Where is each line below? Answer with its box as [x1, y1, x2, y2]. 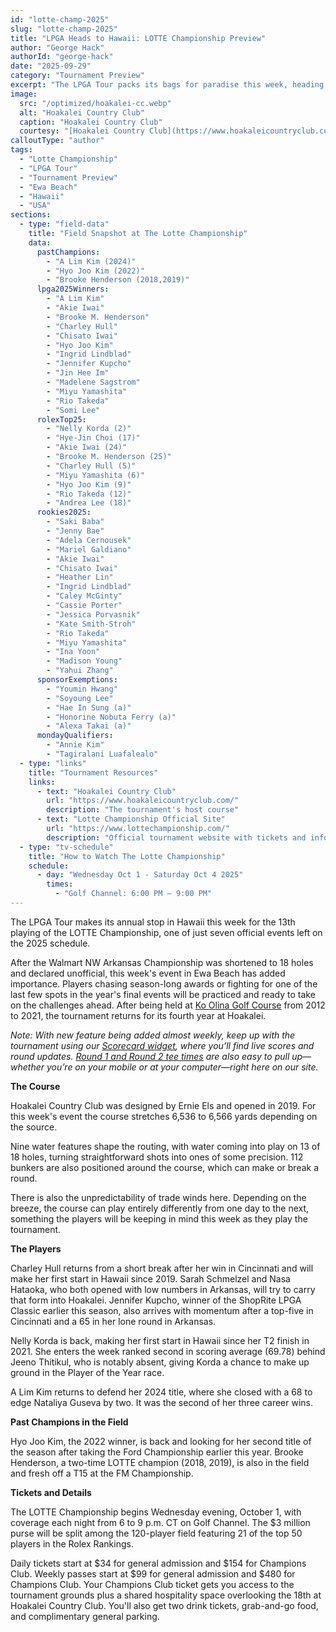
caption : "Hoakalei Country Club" [19, 117, 163, 127]
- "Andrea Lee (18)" [46, 498, 132, 508]
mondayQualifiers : [36, 731, 114, 741]
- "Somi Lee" [46, 405, 101, 415]
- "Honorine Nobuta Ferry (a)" [46, 712, 177, 722]
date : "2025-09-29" [10, 61, 92, 71]
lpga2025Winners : [36, 284, 110, 295]
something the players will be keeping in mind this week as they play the [10, 1212, 308, 1225]
